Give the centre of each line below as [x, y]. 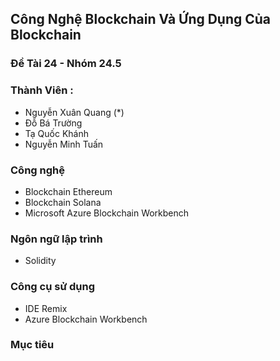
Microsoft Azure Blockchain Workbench [107, 213]
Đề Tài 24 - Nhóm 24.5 [66, 64]
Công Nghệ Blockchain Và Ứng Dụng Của [141, 19]
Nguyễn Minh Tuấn [64, 144]
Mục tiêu [32, 345]
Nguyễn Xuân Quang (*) [74, 112]
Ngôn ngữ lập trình [56, 239]
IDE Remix [46, 308]
